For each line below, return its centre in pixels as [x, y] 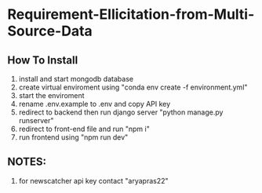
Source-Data [50, 31]
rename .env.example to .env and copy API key [95, 104]
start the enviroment [51, 95]
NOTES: [27, 162]
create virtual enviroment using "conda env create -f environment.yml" [133, 87]
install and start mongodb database [76, 79]
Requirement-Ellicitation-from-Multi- [131, 15]
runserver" [36, 120]
